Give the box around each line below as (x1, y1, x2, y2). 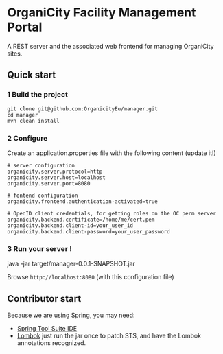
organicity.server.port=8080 (7, 180, 91, 187)
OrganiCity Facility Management (7, 5, 197, 21)
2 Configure (7, 133, 48, 143)
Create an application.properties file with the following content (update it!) (7, 149, 216, 157)
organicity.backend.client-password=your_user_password (7, 228, 170, 235)
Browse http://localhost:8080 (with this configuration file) (7, 273, 174, 281)
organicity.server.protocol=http (7, 168, 103, 175)
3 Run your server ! (7, 244, 72, 253)
